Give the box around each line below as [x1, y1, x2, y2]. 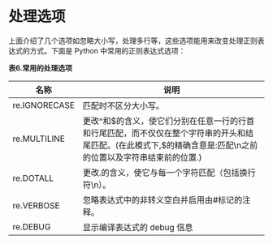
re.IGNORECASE [12, 99, 76, 110]
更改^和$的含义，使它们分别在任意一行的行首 [82, 115, 254, 126]
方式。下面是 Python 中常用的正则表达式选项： [29, 45, 186, 55]
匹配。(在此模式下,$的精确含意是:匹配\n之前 [90, 139, 258, 151]
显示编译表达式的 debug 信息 [82, 221, 193, 233]
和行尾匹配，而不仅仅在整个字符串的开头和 [82, 127, 246, 139]
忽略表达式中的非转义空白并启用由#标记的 [82, 194, 243, 205]
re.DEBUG [12, 220, 51, 232]
